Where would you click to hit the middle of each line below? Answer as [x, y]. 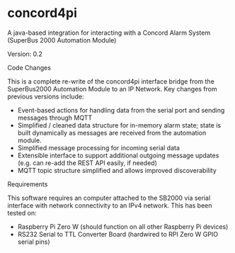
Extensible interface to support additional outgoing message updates [118, 155]
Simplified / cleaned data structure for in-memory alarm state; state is [119, 125]
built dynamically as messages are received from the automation [112, 133]
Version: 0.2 [25, 54]
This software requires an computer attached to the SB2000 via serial [109, 198]
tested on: [22, 213]
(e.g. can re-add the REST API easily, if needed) [87, 163]
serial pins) [34, 242]
